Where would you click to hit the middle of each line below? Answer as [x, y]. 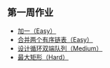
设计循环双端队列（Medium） [60, 48]
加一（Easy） [37, 31]
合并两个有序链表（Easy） [55, 39]
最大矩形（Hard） [43, 57]
